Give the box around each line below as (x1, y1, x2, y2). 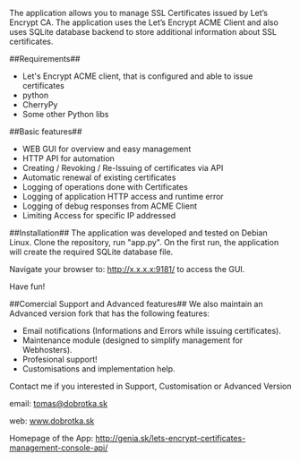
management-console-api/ (9, 442, 108, 453)
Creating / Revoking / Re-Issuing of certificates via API (21, 163, 224, 173)
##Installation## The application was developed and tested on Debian (9, 227, 268, 238)
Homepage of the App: (9, 433, 94, 443)
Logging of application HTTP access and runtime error (21, 192, 224, 201)
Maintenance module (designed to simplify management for (21, 335, 244, 346)
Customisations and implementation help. (21, 364, 176, 374)
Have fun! (9, 281, 46, 292)
